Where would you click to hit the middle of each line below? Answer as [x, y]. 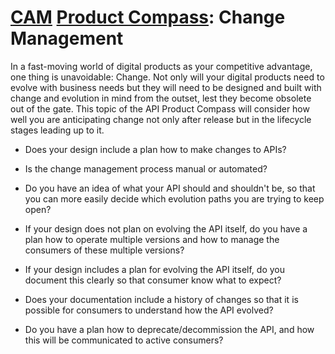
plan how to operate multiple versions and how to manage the [152, 239]
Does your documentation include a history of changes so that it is [161, 299]
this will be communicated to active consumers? [124, 340]
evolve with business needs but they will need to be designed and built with [166, 87]
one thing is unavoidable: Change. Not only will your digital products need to [167, 77]
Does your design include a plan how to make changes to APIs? [155, 149]
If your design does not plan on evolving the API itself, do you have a [166, 228]
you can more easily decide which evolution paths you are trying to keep [174, 198]
